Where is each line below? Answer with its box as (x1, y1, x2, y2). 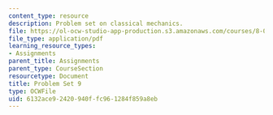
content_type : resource (8, 11, 89, 20)
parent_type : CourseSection (8, 65, 104, 73)
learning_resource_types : (8, 42, 96, 50)
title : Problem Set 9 (8, 79, 82, 87)
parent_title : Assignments (8, 57, 100, 66)
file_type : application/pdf (8, 34, 104, 43)
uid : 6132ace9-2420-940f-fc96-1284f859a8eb (8, 95, 158, 103)
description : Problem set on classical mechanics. (8, 19, 184, 28)
